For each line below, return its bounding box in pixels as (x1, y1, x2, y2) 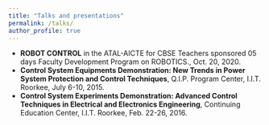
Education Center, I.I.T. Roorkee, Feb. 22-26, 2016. (19, 108, 188, 118)
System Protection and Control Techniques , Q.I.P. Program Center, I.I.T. (19, 74, 262, 84)
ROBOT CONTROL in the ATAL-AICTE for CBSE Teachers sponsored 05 (19, 49, 257, 58)
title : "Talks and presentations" (8, 11, 125, 20)
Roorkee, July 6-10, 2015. (19, 83, 105, 92)
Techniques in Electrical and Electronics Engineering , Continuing (19, 99, 241, 109)
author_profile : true (8, 26, 81, 34)
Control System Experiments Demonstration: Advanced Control (19, 91, 238, 101)
